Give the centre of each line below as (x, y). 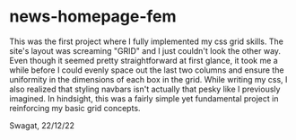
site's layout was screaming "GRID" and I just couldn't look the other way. (145, 50)
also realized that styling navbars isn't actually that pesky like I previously (145, 89)
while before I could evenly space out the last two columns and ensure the (147, 70)
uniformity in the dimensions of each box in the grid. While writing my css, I (148, 79)
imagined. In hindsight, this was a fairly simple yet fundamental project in (144, 98)
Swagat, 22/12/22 (42, 125)
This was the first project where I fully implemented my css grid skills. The (147, 41)
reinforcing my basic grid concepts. (75, 108)
